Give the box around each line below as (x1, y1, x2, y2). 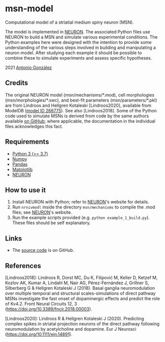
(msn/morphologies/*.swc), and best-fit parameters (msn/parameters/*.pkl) (5, 97, 157, 103)
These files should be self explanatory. (12, 220, 91, 226)
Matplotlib (12, 166, 33, 172)
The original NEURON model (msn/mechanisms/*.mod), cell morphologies (5, 92, 155, 98)
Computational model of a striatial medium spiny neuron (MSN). (5, 19, 134, 25)
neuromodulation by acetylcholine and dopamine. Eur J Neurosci (5, 326, 137, 332)
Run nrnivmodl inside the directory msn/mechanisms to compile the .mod (12, 204, 156, 210)
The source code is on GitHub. (12, 247, 75, 253)
